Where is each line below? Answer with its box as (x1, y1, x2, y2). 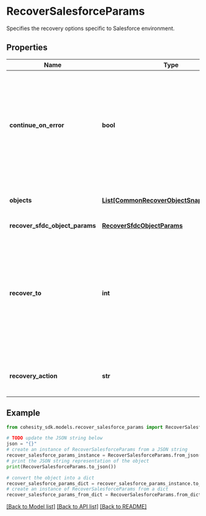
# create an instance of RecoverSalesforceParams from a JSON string (6, 447, 188, 453)
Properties (6, 42, 48, 53)
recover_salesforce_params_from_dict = (6, 492, 109, 498)
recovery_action (9, 371, 58, 380)
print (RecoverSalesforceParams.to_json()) (6, 463, 116, 470)
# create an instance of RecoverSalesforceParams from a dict (6, 486, 169, 492)
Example (6, 408, 40, 418)
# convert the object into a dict (6, 474, 95, 481)
